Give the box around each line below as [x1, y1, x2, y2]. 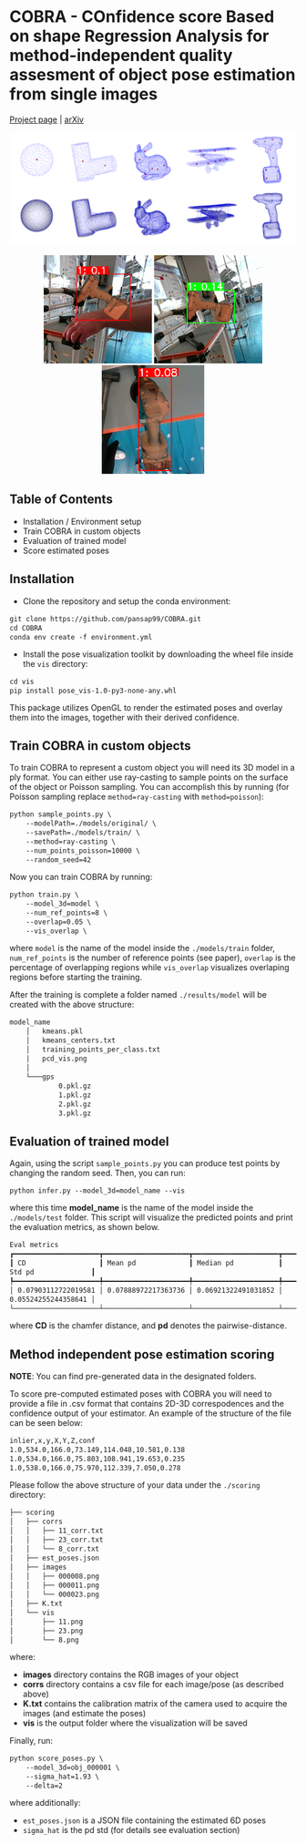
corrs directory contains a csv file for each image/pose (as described [22, 1679, 284, 1690]
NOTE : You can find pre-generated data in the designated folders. [9, 1371, 257, 1382]
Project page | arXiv [9, 114, 85, 125]
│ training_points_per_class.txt [25, 1045, 161, 1054]
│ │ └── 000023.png [9, 1590, 100, 1600]
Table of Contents [9, 492, 114, 507]
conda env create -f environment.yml [9, 632, 153, 641]
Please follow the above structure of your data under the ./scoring [9, 1480, 260, 1491]
